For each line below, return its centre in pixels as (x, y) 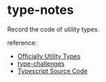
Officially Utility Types (49, 56)
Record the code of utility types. (53, 29)
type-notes (41, 10)
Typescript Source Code (52, 71)
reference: (22, 42)
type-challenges (41, 63)
